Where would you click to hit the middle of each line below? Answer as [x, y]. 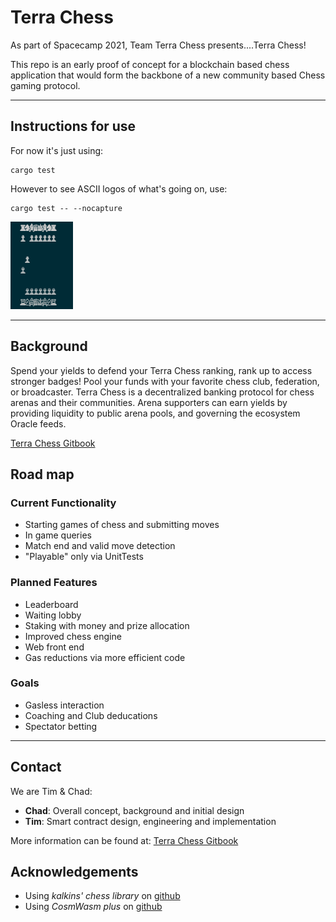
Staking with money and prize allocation [107, 625]
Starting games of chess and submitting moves [122, 525]
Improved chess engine [73, 636]
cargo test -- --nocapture [66, 208]
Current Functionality [63, 503]
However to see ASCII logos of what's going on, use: [119, 188]
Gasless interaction [64, 705]
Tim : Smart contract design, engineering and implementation [150, 821]
